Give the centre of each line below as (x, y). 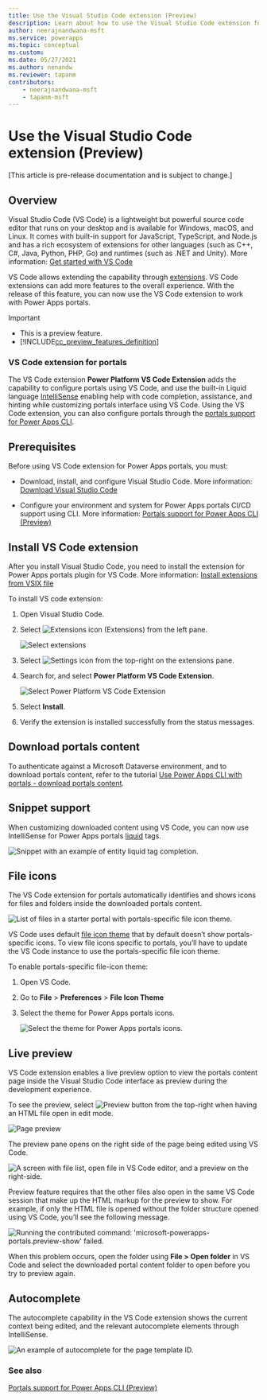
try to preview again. (42, 1274)
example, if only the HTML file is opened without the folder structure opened (133, 1209)
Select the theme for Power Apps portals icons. (97, 1013)
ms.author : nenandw (41, 68)
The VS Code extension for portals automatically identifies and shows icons (132, 895)
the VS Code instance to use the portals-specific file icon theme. (114, 951)
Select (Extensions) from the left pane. (114, 629)
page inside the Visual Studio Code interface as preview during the (118, 1081)
